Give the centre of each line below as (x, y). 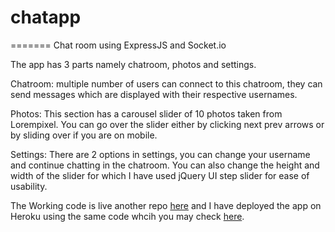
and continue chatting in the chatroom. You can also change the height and (165, 165)
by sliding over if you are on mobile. (84, 135)
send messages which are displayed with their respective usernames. (154, 94)
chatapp (46, 17)
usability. (29, 186)
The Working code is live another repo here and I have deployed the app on (166, 205)
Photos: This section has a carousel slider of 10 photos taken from (146, 113)
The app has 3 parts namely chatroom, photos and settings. (133, 64)
